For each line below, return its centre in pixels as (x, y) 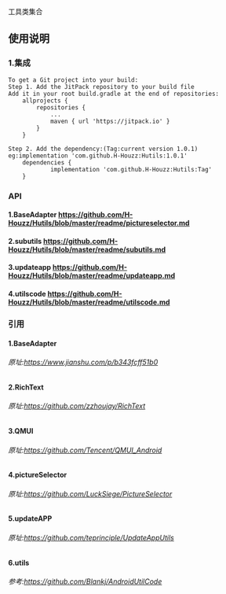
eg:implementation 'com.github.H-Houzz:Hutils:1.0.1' (98, 156)
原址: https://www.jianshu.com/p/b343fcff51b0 (83, 362)
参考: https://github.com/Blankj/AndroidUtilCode (85, 581)
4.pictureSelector (38, 475)
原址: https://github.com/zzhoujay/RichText (77, 406)
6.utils (19, 563)
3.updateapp (30, 267)
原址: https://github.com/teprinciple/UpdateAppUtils (91, 537)
